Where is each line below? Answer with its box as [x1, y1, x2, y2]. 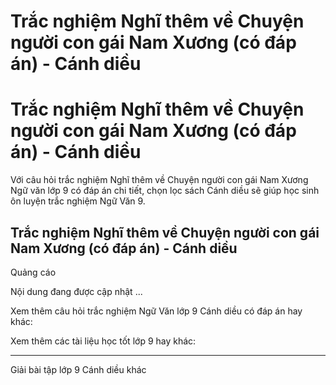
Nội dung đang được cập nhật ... [10, 285, 143, 297]
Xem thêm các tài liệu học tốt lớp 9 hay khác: [10, 335, 197, 347]
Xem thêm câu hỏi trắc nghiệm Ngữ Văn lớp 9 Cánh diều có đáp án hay [10, 305, 303, 317]
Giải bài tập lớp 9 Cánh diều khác [10, 363, 147, 375]
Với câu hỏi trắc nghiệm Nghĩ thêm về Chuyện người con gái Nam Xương [10, 174, 309, 186]
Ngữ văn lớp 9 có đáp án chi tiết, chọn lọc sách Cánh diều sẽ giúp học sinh [10, 185, 320, 197]
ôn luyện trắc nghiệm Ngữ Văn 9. [10, 195, 146, 207]
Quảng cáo [10, 266, 57, 278]
